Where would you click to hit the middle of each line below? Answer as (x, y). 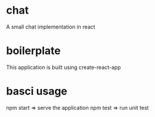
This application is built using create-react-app (64, 67)
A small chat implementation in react (51, 27)
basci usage (37, 91)
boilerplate (34, 51)
